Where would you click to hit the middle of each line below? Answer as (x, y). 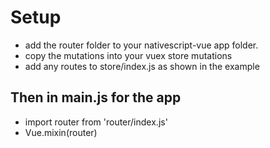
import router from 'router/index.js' (96, 122)
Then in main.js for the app (96, 97)
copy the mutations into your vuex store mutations (128, 55)
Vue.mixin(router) (61, 132)
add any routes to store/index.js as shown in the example (142, 66)
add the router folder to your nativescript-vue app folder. (141, 45)
